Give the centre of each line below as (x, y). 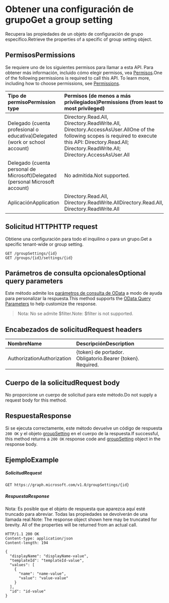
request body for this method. (36, 400)
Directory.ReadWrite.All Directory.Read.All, (114, 203)
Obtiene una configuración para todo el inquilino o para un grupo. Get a (78, 239)
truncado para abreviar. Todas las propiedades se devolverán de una (76, 514)
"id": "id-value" (28, 591)
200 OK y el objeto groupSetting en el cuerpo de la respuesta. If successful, (82, 433)
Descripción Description (105, 344)
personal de (22, 169)
